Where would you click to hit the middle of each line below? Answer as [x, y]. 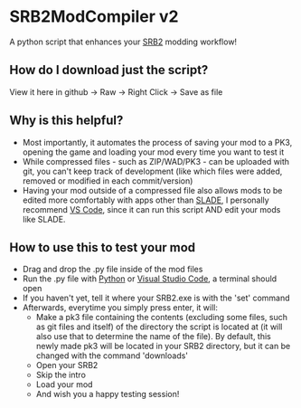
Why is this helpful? [66, 121]
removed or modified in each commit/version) [108, 180]
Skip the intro [61, 375]
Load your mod [64, 384]
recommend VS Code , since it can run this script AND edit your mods [151, 209]
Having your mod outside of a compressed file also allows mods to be [152, 190]
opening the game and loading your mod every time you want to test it [153, 152]
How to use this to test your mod [103, 247]
